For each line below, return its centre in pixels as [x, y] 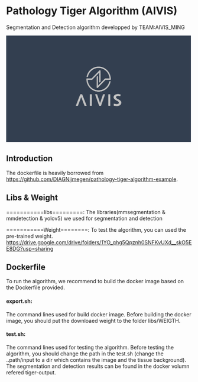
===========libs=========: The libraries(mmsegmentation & [86, 212]
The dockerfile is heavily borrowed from [55, 173]
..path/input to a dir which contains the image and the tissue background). [96, 360]
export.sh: [19, 301]
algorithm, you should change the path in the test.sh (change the [85, 354]
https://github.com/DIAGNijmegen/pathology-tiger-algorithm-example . [92, 179]
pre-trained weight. [30, 236]
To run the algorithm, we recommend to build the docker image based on [95, 281]
